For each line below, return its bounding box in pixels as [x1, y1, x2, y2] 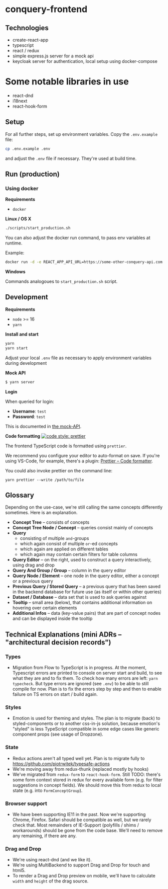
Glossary [5, 491, 34, 499]
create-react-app [12, 37, 49, 43]
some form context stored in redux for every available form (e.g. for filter [12, 776, 163, 783]
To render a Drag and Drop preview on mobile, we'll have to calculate [12, 873, 155, 879]
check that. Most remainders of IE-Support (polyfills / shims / [12, 822, 139, 828]
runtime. [5, 240, 23, 246]
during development [5, 360, 47, 366]
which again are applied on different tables [20, 546, 109, 552]
